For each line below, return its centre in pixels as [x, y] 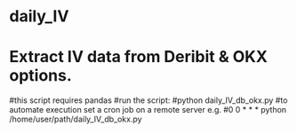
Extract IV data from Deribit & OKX [139, 57]
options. [41, 76]
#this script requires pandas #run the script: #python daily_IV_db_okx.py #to [148, 100]
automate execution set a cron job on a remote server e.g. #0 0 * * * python [148, 110]
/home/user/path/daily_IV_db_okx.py [76, 119]
